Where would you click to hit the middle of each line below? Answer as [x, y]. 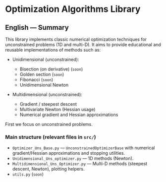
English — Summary [37, 28]
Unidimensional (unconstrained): [46, 60]
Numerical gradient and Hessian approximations [69, 115]
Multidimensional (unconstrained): [47, 94]
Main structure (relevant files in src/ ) [51, 137]
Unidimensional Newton [44, 85]
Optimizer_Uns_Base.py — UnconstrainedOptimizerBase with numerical [83, 148]
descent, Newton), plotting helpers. [48, 169]
